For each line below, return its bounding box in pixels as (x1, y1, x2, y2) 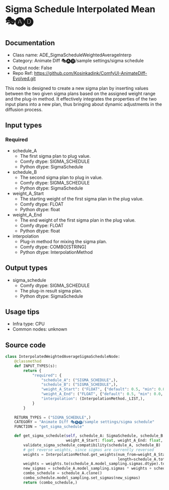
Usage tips (5, 308, 40, 316)
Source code (5, 341, 46, 349)
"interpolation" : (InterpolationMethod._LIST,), (41, 396, 145, 401)
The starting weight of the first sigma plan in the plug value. (20, 195, 144, 202)
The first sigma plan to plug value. (20, 153, 91, 159)
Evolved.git (12, 75, 36, 81)
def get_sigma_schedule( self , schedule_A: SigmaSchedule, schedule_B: (14, 433, 165, 438)
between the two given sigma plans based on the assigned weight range (5, 90, 156, 96)
